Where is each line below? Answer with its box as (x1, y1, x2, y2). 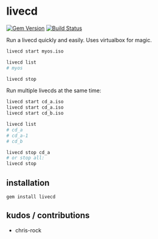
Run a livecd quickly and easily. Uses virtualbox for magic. (6, 36, 152, 43)
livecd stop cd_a (6, 149, 50, 155)
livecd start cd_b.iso (6, 110, 64, 117)
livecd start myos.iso (6, 48, 64, 54)
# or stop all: (6, 155, 45, 161)
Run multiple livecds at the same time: (6, 87, 101, 94)
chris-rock (15, 226, 41, 233)
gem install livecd (6, 194, 56, 200)
